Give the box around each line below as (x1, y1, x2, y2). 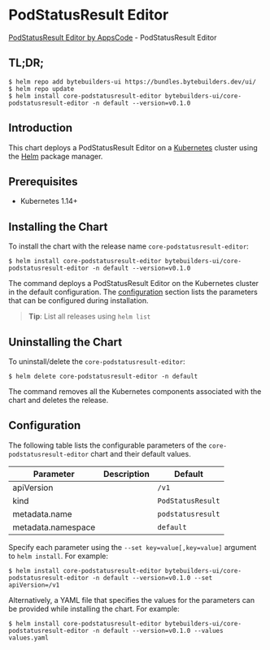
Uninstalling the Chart (8, 335, 123, 349)
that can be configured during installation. (8, 296, 149, 305)
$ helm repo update (8, 84, 75, 93)
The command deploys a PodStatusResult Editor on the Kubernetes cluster (8, 279, 259, 288)
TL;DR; (8, 56, 45, 70)
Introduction (8, 121, 73, 135)
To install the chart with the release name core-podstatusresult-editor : (8, 241, 250, 251)
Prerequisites (8, 175, 78, 188)
